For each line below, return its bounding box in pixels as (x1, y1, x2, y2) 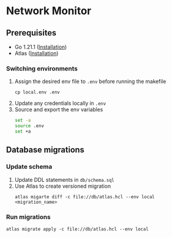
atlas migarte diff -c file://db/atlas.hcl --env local (14, 194, 155, 200)
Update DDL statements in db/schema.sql (14, 176, 115, 183)
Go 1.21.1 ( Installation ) (14, 43, 67, 50)
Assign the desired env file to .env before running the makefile (14, 78, 167, 85)
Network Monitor (6, 4, 91, 18)
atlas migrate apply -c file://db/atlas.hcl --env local (6, 226, 149, 232)
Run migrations (6, 213, 51, 221)
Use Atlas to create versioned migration (14, 182, 111, 189)
